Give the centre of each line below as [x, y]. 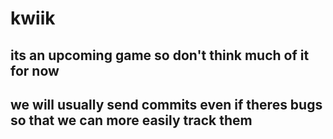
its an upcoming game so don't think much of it [160, 55]
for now [35, 70]
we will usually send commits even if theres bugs [166, 104]
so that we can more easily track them [131, 120]
